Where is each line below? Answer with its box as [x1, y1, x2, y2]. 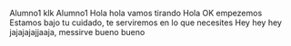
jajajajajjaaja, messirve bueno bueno [9, 27, 145, 37]
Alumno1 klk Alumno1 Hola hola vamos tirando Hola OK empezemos [9, 8, 263, 18]
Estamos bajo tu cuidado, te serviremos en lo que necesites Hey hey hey [9, 17, 282, 28]
